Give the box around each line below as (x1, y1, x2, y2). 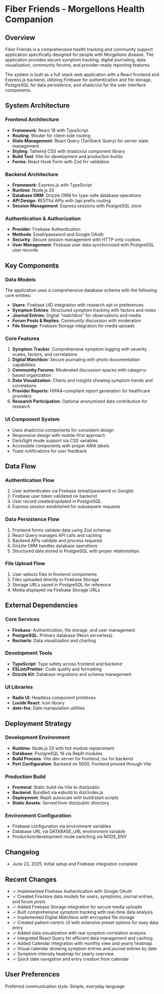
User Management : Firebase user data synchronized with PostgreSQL (12, 242, 155, 248)
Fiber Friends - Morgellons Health (5, 3, 145, 15)
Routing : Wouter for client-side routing (12, 133, 91, 138)
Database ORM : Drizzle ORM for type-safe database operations (12, 192, 141, 198)
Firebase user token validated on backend (12, 493, 97, 499)
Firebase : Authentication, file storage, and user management (12, 627, 136, 633)
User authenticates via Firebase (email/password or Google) (12, 488, 134, 494)
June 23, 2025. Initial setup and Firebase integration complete (12, 861, 138, 867)
